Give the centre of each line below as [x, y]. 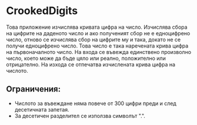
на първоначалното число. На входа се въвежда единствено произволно [99, 52]
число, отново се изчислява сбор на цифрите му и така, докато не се [94, 39]
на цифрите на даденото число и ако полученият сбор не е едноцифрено [98, 33]
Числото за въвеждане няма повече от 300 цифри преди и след [95, 103]
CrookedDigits [42, 11]
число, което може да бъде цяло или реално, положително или [86, 58]
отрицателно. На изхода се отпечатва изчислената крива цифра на [91, 64]
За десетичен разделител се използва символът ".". [80, 116]
